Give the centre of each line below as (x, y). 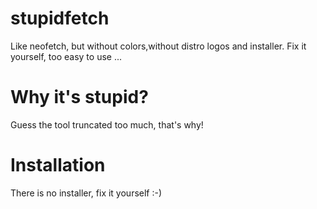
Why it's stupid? (79, 97)
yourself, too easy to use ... (66, 56)
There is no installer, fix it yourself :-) (86, 193)
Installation (58, 165)
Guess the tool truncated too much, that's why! (107, 124)
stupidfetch (60, 18)
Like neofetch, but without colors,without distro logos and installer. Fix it (158, 46)
